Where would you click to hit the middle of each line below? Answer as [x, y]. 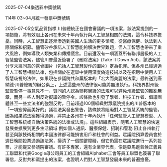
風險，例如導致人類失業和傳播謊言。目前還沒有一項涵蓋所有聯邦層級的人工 [85, 53]
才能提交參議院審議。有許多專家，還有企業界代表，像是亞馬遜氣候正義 [85, 147]
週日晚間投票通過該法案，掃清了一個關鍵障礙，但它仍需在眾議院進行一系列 [81, 141]
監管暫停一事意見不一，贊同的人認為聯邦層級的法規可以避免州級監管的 [77, 91]
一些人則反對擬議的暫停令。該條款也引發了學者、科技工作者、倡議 [90, 97]
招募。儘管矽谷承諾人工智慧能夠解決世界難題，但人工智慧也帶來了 [90, 47]
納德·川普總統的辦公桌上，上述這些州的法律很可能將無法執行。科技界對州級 [82, 84]
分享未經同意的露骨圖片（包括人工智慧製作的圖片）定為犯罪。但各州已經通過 [83, 66]
